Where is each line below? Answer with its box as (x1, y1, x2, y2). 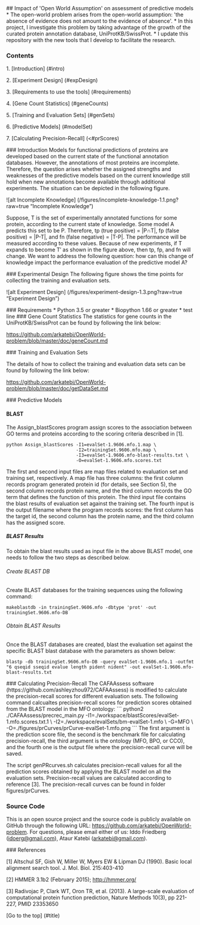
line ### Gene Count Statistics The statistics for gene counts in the (6, 313, 172, 320)
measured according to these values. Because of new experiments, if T (6, 240, 183, 247)
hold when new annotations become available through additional (6, 178, 166, 185)
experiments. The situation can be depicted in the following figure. (6, 185, 170, 192)
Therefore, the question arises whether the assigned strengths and (6, 166, 172, 173)
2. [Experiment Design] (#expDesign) (6, 77, 98, 84)
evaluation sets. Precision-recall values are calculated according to (6, 774, 172, 781)
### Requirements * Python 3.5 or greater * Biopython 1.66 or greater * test (6, 307, 193, 314)
